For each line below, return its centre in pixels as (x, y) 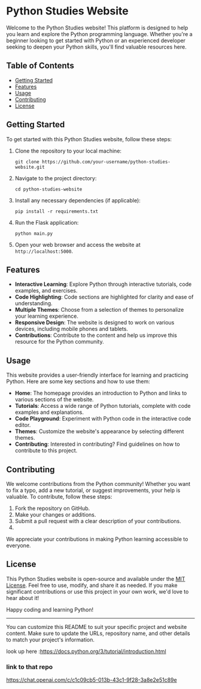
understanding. (33, 303)
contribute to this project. (46, 451)
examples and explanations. (49, 412)
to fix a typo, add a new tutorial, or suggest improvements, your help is (93, 490)
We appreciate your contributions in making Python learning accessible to (97, 539)
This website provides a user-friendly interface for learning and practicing (97, 375)
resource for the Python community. (60, 342)
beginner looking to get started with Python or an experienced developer (96, 40)
